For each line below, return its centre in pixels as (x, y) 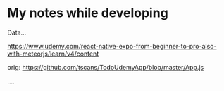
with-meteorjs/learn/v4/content (53, 54)
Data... (17, 32)
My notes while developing (88, 13)
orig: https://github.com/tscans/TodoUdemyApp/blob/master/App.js (106, 67)
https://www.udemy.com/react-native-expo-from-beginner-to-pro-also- (112, 46)
